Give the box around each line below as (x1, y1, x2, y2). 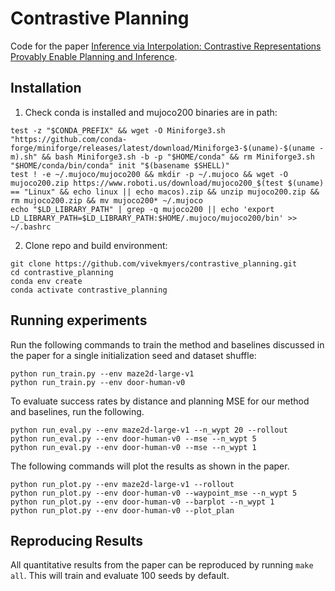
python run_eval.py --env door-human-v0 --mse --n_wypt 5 (10, 433, 257, 444)
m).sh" (10, 152, 38, 162)
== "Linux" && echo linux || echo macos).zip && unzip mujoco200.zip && (10, 187, 320, 197)
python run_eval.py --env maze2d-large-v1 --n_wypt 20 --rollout (10, 425, 288, 435)
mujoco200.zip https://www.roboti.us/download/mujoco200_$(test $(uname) (10, 178, 325, 188)
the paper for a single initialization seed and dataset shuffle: (10, 349, 257, 361)
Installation (10, 80, 82, 97)
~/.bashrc (10, 222, 52, 232)
